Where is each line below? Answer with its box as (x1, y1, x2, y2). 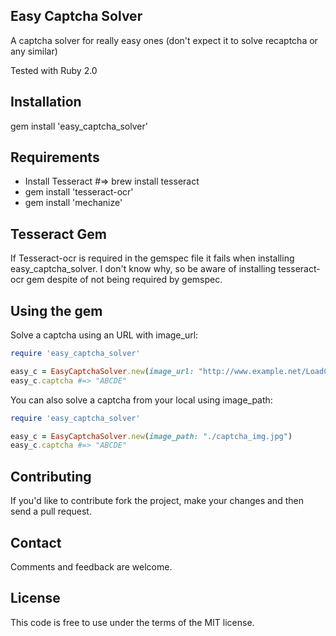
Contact (10, 534, 62, 551)
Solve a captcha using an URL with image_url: (10, 329, 199, 341)
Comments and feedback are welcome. (10, 560, 173, 573)
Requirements (10, 149, 100, 166)
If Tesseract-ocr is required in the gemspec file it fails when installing (10, 252, 295, 264)
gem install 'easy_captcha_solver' (10, 120, 148, 132)
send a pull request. (10, 505, 92, 518)
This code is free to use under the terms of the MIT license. (10, 616, 255, 628)
